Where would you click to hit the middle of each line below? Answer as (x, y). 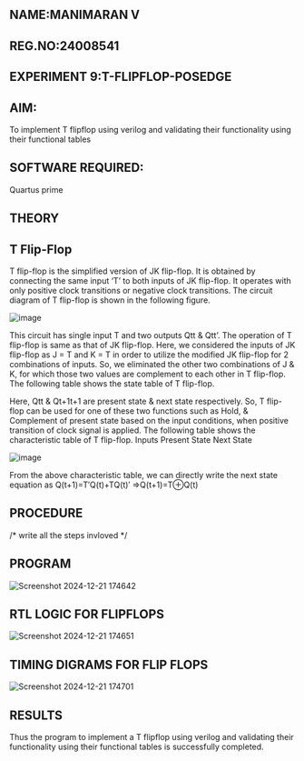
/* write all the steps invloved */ (69, 535)
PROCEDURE (46, 513)
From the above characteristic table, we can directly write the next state (144, 475)
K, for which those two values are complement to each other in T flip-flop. (147, 374)
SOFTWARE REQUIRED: (77, 168)
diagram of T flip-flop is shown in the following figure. (110, 300)
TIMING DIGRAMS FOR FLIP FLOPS (109, 664)
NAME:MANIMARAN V (75, 15)
